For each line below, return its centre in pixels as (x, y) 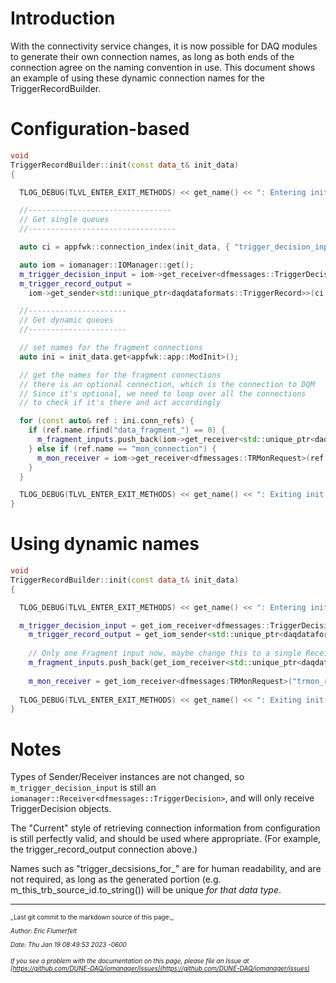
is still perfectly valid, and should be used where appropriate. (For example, (166, 839)
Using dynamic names (105, 544)
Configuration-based (100, 129)
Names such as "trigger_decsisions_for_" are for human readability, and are (166, 869)
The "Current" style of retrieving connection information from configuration (165, 828)
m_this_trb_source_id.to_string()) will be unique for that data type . (146, 890)
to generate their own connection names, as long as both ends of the (152, 56)
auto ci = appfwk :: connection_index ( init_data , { (124, 247)
